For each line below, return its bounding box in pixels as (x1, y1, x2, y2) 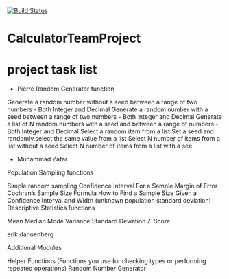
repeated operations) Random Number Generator (7, 265, 146, 273)
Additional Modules (7, 244, 62, 252)
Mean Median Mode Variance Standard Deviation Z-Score (7, 217, 171, 225)
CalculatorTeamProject (7, 31, 141, 46)
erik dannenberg (7, 230, 54, 238)
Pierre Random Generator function (16, 85, 114, 93)
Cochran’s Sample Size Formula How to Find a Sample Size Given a (7, 189, 197, 197)
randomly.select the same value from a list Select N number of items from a (7, 135, 221, 143)
